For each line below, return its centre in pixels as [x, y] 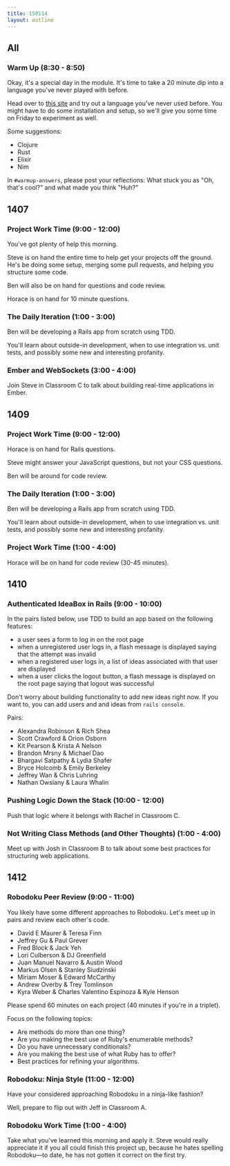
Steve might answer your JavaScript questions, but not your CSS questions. [115, 463]
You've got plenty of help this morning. [63, 244]
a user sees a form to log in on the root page [80, 640]
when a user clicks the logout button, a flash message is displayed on [116, 676]
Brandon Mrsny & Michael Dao [60, 753]
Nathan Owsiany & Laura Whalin [63, 783]
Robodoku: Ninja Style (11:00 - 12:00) [71, 1079]
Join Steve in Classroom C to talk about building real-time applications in [111, 385]
